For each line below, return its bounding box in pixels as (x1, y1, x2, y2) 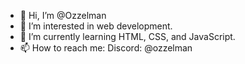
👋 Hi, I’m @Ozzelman (19, 10, 107, 21)
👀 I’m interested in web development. (19, 20, 173, 32)
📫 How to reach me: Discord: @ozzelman (19, 42, 193, 54)
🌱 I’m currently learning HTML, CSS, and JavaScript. (19, 31, 236, 42)
